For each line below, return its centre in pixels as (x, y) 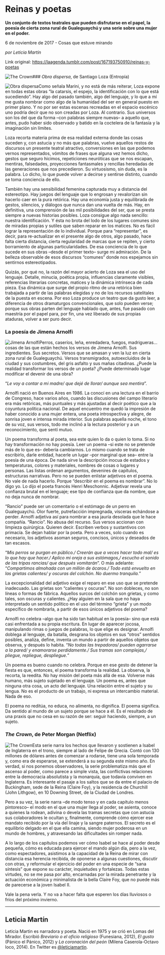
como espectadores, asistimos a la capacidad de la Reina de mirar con (77, 853)
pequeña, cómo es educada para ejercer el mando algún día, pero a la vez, (81, 848)
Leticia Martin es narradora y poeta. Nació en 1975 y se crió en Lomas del (80, 931)
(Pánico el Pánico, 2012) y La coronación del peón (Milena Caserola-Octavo (82, 942)
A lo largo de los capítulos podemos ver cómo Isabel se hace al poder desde (82, 843)
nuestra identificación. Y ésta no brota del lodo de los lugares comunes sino (82, 220)
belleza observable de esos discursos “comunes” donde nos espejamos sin (82, 257)
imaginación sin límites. (29, 128)
